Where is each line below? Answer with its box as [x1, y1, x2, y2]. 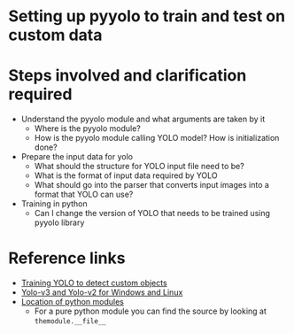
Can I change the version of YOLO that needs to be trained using [34, 208, 271, 219]
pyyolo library [34, 217, 85, 228]
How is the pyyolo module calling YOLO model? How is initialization [34, 133, 280, 144]
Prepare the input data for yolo [20, 151, 134, 162]
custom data [8, 25, 103, 45]
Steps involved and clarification [8, 66, 247, 86]
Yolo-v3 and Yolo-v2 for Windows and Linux [20, 287, 183, 298]
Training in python [20, 198, 88, 209]
